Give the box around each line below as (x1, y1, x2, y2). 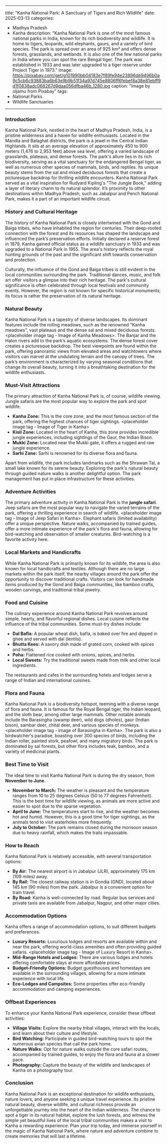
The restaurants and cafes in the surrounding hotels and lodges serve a (5, 672, 152, 678)
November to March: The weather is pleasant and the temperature (12, 787, 150, 793)
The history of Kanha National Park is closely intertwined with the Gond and (5, 219, 161, 225)
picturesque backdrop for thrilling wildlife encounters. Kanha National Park (5, 175, 158, 181)
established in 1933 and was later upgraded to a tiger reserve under (12, 62, 152, 68)
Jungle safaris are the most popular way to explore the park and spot (5, 399, 147, 405)
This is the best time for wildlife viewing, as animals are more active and (12, 798, 160, 804)
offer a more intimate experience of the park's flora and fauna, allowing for (5, 526, 158, 532)
